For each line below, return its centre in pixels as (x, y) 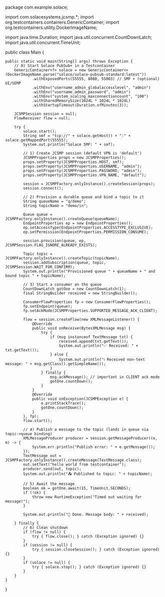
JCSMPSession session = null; (46, 114)
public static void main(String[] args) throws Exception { (69, 61)
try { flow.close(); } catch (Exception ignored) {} (88, 536)
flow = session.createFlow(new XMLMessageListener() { (81, 319)
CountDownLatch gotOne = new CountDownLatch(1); (75, 289)
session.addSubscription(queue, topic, (65, 262)
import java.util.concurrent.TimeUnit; (43, 42)
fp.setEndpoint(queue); (48, 306)
